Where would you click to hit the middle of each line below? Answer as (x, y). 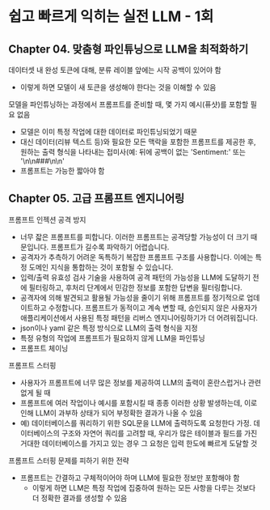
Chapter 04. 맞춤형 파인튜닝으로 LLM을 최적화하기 (129, 49)
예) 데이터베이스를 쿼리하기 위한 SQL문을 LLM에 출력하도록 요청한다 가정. (136, 423)
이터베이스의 (40, 433)
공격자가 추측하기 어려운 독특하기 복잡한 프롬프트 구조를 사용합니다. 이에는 (137, 257)
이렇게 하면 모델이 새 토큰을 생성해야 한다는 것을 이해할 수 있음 (118, 87)
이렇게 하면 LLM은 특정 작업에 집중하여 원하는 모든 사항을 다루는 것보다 (144, 487)
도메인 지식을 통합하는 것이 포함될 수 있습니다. (101, 267)
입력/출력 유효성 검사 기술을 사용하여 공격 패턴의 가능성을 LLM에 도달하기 (135, 277)
